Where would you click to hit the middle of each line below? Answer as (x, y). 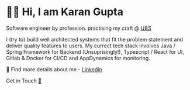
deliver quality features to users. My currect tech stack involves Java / (91, 46)
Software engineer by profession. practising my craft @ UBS (79, 28)
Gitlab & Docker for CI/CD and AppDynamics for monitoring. (78, 58)
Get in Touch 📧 (24, 81)
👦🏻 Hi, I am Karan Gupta (65, 12)
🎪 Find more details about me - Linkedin (54, 69)
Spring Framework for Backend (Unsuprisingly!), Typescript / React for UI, (95, 51)
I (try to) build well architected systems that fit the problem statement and (94, 39)
